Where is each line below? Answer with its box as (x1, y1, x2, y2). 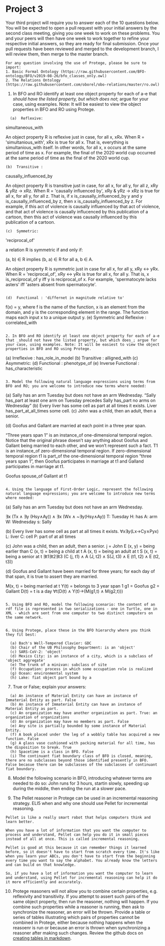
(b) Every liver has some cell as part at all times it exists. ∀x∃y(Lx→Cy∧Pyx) (5, 528, 159, 534)
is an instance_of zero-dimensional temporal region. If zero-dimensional (5, 447, 151, 453)
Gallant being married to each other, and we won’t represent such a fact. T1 (5, 443, 158, 448)
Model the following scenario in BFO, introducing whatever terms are (12, 775, 152, 781)
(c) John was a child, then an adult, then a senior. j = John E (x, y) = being (5, 543, 155, 549)
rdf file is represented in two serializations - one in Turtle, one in (5, 606, 158, 611)
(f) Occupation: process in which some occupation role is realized (10, 666, 153, 672)
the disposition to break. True (5, 745, 72, 750)
